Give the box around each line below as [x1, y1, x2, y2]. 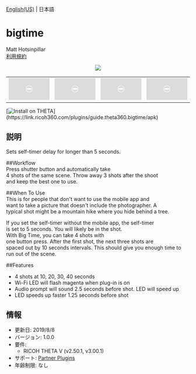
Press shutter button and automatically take [6, 165, 111, 172]
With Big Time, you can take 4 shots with [6, 231, 104, 238]
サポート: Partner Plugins [14, 355, 75, 362]
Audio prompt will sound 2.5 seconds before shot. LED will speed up [14, 285, 179, 292]
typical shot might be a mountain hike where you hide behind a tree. [6, 207, 170, 215]
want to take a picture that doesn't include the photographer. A [6, 202, 157, 209]
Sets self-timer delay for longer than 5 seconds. [6, 148, 121, 155]
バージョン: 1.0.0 [14, 334, 54, 341]
